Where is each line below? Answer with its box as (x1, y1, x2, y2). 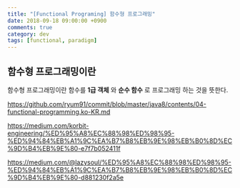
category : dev (7, 30, 50, 38)
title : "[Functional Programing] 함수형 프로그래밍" (7, 10, 156, 18)
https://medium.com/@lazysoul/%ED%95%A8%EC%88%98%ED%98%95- (7, 158, 232, 167)
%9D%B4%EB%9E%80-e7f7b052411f (7, 144, 121, 152)
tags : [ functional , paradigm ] (7, 37, 98, 44)
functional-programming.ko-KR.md (7, 107, 111, 116)
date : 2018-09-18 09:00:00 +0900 (7, 17, 107, 24)
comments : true (7, 24, 53, 31)
